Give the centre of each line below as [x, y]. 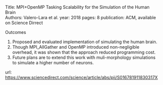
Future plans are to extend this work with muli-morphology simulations [84, 57]
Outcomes [16, 32]
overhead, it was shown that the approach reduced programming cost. [84, 52]
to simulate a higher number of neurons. [53, 63]
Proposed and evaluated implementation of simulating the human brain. [85, 42]
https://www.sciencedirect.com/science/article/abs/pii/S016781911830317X [81, 77]
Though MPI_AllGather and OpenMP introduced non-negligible [76, 47]
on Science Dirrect [24, 23]
